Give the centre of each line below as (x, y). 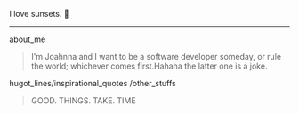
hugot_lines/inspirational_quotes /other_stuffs (93, 83)
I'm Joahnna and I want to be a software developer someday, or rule (156, 57)
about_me (28, 39)
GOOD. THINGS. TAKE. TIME (83, 101)
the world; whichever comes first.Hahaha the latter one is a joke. (149, 66)
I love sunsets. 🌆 (39, 14)
